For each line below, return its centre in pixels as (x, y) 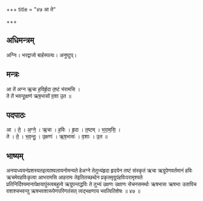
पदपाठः (16, 115)
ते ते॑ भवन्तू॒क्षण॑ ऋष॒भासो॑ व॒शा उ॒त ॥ (39, 96)
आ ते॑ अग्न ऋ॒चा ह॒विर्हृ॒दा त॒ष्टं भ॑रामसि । (43, 89)
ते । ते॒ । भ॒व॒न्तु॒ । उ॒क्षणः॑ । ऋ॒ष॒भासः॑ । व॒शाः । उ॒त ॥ (57, 137)
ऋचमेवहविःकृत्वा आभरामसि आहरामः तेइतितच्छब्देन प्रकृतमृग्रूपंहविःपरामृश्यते (75, 177)
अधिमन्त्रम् (20, 40)
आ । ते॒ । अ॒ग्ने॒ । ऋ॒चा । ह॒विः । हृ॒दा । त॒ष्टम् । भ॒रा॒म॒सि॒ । (63, 130)
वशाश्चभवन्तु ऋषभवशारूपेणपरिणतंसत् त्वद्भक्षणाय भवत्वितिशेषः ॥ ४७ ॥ (73, 191)
